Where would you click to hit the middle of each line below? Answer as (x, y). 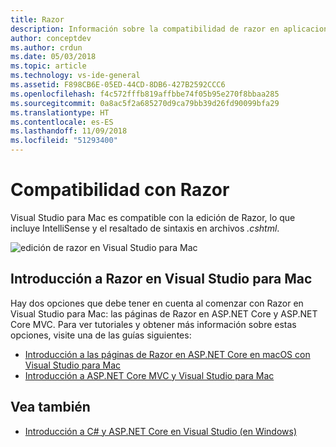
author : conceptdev (51, 38)
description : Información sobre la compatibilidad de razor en (145, 29)
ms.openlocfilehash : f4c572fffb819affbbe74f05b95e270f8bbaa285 (145, 94)
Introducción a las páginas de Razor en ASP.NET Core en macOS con (167, 354)
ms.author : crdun (46, 47)
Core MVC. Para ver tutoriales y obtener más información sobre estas (153, 324)
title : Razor (37, 19)
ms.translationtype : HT (60, 112)
